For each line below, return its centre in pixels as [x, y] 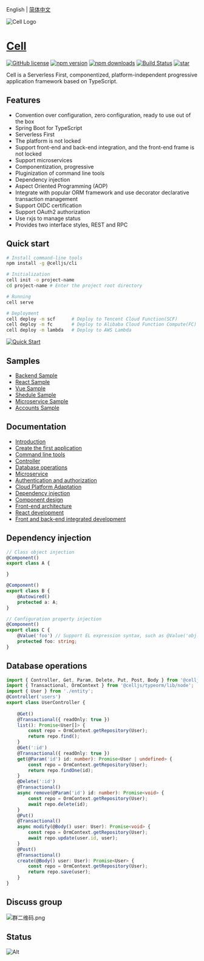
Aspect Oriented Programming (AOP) [61, 186]
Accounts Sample [37, 408]
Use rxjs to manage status [48, 218]
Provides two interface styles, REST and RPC [71, 225]
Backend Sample [36, 375]
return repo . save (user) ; [59, 872]
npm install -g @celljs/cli [42, 264]
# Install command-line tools [45, 258]
